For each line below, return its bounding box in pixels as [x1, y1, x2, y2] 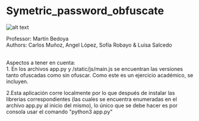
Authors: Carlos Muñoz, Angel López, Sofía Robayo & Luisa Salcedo [6, 41, 172, 48]
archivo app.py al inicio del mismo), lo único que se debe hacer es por [6, 102, 178, 109]
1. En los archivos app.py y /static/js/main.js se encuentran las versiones [6, 65, 183, 72]
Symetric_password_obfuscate [6, 4, 165, 18]
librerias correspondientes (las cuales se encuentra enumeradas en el [6, 96, 177, 103]
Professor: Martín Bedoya [6, 35, 69, 42]
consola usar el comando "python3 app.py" [6, 108, 113, 115]
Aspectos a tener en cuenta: [6, 59, 75, 66]
